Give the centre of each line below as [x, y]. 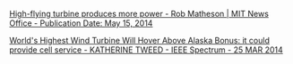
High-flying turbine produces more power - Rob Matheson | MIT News [139, 14]
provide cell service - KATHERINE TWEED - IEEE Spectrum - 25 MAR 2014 [146, 50]
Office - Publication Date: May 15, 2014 [81, 23]
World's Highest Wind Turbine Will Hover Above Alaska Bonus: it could [140, 40]
